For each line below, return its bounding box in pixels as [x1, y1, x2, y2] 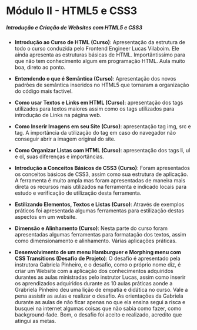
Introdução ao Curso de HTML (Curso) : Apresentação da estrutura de [14, 39, 186, 46]
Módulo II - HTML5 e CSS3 [6, 4, 138, 18]
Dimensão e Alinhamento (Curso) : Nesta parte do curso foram [14, 225, 168, 232]
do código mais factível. [14, 88, 73, 95]
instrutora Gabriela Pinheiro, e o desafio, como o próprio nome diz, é [14, 261, 181, 268]
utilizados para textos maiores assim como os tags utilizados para [14, 105, 175, 112]
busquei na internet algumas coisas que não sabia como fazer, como [14, 305, 182, 312]
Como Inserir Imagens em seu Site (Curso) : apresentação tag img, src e [14, 123, 191, 130]
